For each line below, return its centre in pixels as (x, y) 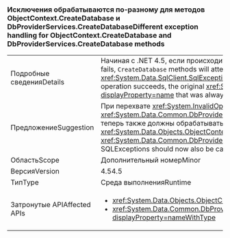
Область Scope (35, 160)
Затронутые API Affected (51, 205)
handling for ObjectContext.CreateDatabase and (89, 35)
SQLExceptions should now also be (157, 149)
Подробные (30, 73)
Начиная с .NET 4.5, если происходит (163, 61)
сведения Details (38, 82)
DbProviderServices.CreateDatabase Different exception (103, 27)
